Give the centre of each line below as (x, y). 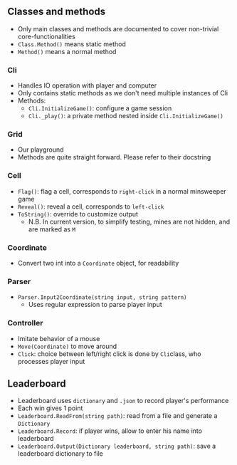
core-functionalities (47, 36)
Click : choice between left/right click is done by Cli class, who (109, 354)
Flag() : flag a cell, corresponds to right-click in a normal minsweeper (122, 191)
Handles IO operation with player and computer (87, 85)
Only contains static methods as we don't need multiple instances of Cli (123, 93)
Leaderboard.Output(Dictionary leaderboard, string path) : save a (117, 446)
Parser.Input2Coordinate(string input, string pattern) (102, 298)
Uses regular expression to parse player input (95, 305)
